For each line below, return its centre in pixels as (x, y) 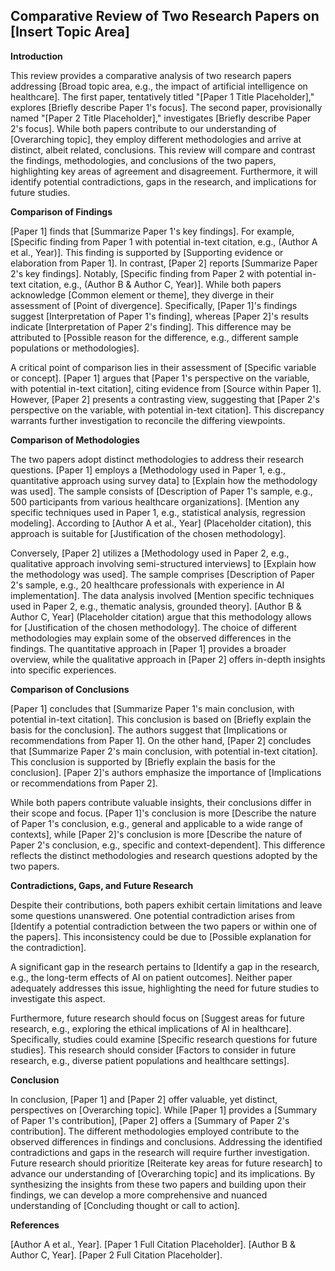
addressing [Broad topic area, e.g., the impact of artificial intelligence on (159, 86)
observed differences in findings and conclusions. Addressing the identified (166, 1141)
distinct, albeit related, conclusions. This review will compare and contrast (163, 150)
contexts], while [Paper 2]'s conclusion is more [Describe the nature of (156, 834)
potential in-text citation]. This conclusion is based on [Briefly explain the (161, 719)
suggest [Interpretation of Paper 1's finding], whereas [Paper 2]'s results (159, 316)
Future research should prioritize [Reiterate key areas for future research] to (166, 1163)
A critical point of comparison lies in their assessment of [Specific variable (163, 367)
